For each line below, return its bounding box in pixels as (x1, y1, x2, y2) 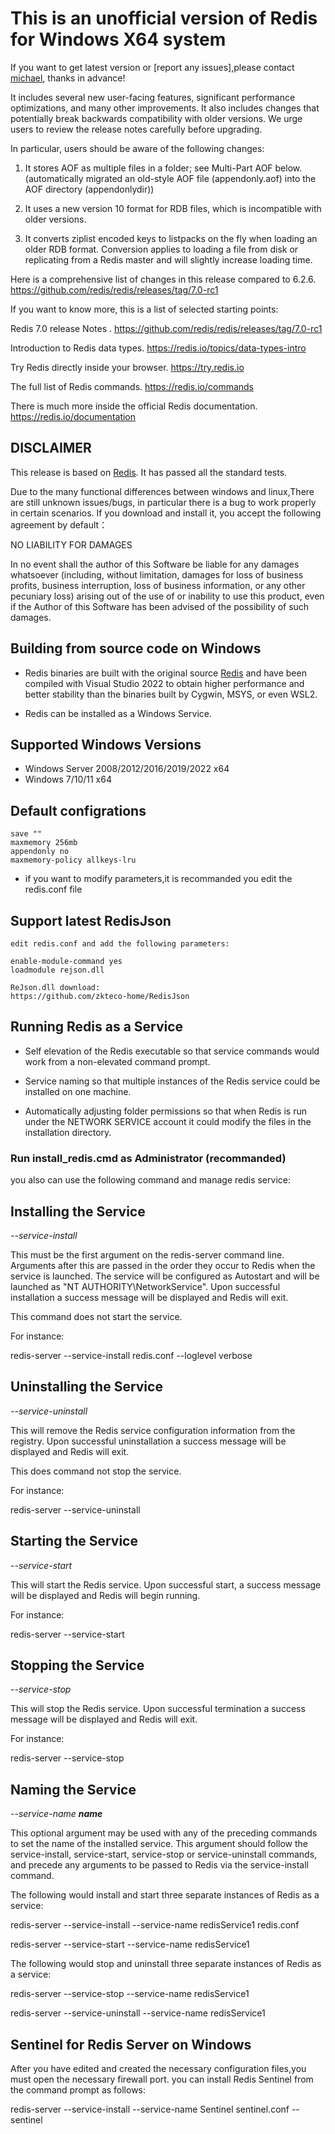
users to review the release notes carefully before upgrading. (10, 123, 263, 135)
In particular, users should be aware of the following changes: (10, 142, 265, 154)
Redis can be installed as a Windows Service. (24, 707, 212, 719)
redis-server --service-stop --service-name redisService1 (10, 1988, 250, 2000)
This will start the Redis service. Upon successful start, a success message (10, 1578, 322, 1591)
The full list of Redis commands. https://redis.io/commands (10, 380, 255, 392)
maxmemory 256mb (10, 838, 78, 848)
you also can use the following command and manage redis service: (10, 1174, 291, 1186)
